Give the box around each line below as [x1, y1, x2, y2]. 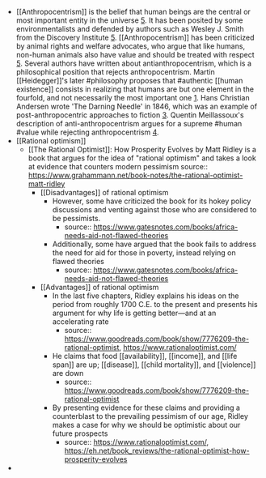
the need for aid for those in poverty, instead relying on [52, 248, 236, 258]
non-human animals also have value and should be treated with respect [15, 50, 255, 59]
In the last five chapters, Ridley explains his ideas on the [52, 291, 239, 301]
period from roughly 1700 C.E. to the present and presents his [52, 300, 258, 309]
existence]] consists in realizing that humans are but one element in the [15, 84, 255, 94]
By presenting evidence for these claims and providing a [52, 403, 241, 412]
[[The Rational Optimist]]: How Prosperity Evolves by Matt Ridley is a [27, 145, 257, 154]
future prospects [52, 429, 108, 438]
